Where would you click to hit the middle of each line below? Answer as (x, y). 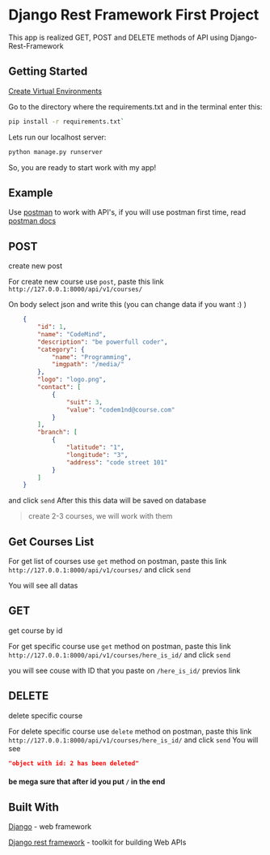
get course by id (36, 631)
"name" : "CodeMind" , (72, 334)
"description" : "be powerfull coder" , (103, 342)
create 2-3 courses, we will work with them (100, 516)
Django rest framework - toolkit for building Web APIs (97, 842)
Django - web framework (50, 826)
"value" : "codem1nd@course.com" (120, 410)
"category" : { (61, 349)
